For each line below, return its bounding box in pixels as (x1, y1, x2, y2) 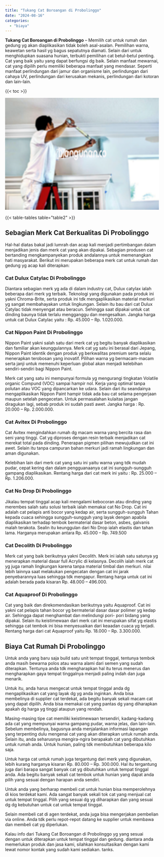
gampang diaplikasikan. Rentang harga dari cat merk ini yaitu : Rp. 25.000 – (5, 470, 157, 476)
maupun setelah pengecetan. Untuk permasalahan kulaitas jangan (5, 396, 138, 402)
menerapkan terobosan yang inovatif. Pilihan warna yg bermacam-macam (5, 356, 154, 361)
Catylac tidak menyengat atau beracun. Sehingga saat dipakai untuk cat (5, 306, 150, 312)
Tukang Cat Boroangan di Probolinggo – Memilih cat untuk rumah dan (5, 37, 147, 43)
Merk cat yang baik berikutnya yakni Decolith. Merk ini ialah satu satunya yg (5, 553, 159, 559)
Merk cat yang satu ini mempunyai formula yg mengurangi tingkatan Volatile (5, 376, 159, 381)
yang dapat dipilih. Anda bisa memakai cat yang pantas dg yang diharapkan (5, 701, 158, 707)
